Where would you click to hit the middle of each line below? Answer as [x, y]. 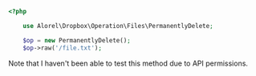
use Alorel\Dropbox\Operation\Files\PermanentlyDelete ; [118, 26]
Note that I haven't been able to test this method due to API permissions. [128, 63]
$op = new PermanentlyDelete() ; [77, 40]
